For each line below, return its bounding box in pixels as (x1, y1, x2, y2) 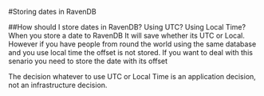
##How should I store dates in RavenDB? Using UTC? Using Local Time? (8, 22, 246, 31)
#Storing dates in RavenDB (8, 7, 97, 16)
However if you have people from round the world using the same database (8, 39, 257, 49)
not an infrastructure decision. (8, 80, 108, 90)
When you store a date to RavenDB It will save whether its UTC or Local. (8, 31, 246, 40)
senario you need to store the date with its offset (8, 56, 168, 66)
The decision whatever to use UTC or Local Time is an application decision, (8, 72, 257, 81)
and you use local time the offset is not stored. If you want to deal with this (8, 48, 254, 57)
